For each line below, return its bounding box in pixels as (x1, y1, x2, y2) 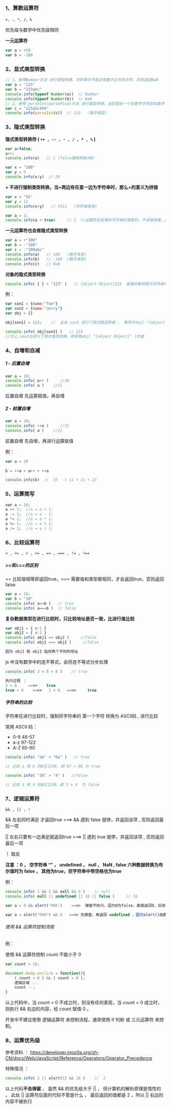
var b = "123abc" (5, 87, 42, 92)
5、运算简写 (5, 490, 35, 498)
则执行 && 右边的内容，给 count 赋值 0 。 (5, 1006, 92, 1012)
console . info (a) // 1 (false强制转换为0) (5, 156, 95, 161)
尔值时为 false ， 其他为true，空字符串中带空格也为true (5, 868, 122, 874)
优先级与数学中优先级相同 (5, 27, 59, 33)
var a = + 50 (5, 48, 31, 53)
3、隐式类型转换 (5, 124, 46, 131)
